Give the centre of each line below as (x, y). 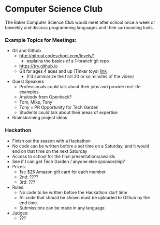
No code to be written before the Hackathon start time (73, 192)
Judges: (20, 213)
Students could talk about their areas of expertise (68, 112)
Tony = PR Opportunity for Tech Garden (59, 107)
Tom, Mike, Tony (36, 102)
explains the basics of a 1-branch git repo (68, 61)
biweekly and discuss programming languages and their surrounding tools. (80, 27)
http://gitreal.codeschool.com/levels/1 (57, 56)
